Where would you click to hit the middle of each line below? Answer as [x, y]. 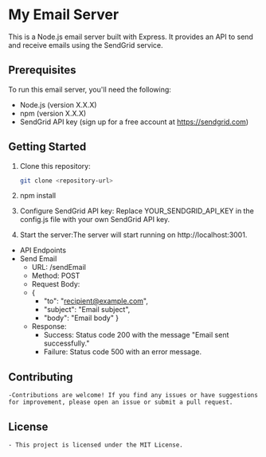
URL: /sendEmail [59, 268]
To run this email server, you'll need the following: [90, 89]
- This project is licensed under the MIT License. [96, 445]
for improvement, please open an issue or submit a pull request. [121, 402]
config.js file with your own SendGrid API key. [94, 220]
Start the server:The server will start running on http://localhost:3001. [133, 235]
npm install [38, 196]
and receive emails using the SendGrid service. [86, 45]
